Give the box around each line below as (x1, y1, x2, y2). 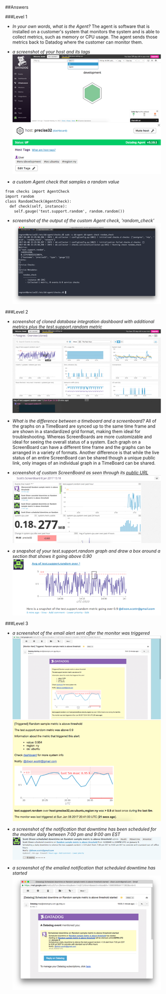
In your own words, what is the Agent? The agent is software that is (12, 23, 150, 29)
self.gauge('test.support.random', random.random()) (14, 209, 125, 214)
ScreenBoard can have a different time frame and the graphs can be (12, 444, 152, 450)
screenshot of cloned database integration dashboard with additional (12, 319, 155, 325)
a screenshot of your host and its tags (12, 49, 90, 55)
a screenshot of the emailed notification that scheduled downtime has (12, 865, 156, 871)
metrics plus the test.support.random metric (12, 324, 102, 330)
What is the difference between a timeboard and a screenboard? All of (12, 418, 157, 424)
